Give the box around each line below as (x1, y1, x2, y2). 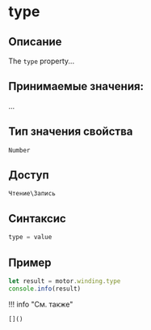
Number (8, 146, 31, 154)
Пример (8, 255, 52, 269)
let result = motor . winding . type (8, 276, 121, 285)
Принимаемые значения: (8, 79, 144, 93)
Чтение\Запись (8, 190, 57, 198)
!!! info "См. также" (8, 299, 73, 309)
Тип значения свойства (8, 125, 133, 139)
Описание (8, 35, 62, 49)
